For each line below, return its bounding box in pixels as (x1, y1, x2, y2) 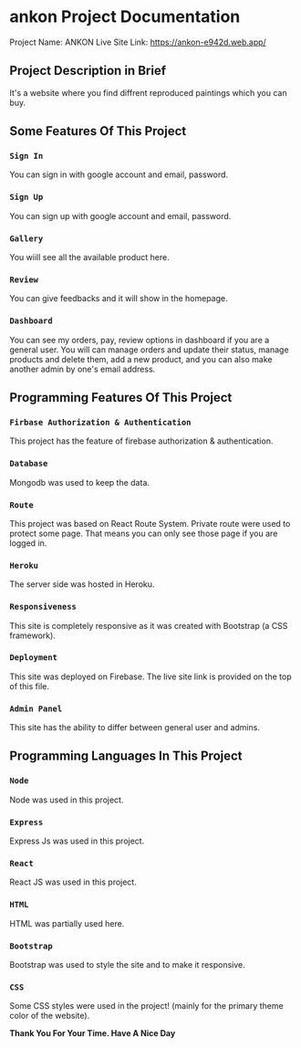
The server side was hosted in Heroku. (9, 579, 155, 590)
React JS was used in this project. (9, 876, 137, 887)
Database (9, 458, 48, 469)
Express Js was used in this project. (9, 835, 145, 846)
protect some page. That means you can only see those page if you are (9, 528, 278, 539)
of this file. (9, 680, 50, 691)
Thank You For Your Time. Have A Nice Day (9, 1028, 176, 1039)
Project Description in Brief (9, 63, 167, 79)
